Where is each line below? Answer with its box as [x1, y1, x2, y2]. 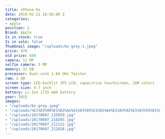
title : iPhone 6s [5, 7, 41, 12]
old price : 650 [5, 53, 36, 58]
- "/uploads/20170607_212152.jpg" [5, 122, 76, 127]
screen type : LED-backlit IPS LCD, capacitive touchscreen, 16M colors [5, 80, 155, 85]
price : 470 [5, 48, 27, 53]
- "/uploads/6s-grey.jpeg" [5, 104, 60, 108]
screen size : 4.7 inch [5, 85, 52, 90]
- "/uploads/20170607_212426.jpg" [5, 126, 76, 131]
